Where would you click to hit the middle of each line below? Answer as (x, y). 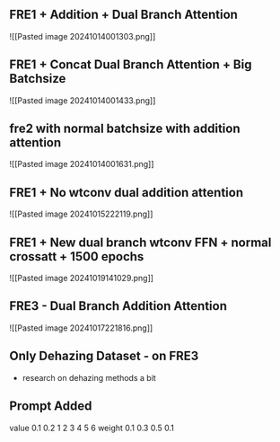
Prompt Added (51, 407)
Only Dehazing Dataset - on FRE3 (104, 356)
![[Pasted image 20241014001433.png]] (83, 100)
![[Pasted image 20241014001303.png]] (83, 36)
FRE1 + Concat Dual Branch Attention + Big (131, 65)
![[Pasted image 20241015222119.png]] (81, 214)
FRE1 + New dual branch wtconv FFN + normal (140, 242)
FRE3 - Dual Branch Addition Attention (118, 306)
